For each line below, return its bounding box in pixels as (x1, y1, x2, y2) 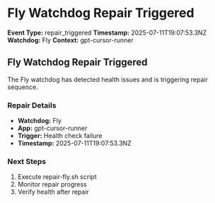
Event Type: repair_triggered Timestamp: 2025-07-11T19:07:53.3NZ (7, 28, 207, 37)
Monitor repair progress (17, 180, 87, 189)
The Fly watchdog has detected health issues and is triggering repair (7, 75, 209, 83)
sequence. (7, 83, 39, 91)
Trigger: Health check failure (17, 132, 103, 140)
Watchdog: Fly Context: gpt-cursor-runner (7, 35, 134, 44)
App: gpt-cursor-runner (17, 124, 88, 132)
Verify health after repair (17, 187, 90, 196)
